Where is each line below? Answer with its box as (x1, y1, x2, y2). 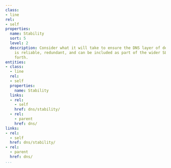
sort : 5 (10, 36, 26, 41)
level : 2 (10, 41, 28, 46)
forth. (14, 54, 28, 60)
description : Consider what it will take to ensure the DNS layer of (10, 45, 160, 50)
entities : (5, 60, 26, 65)
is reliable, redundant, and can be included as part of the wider (14, 50, 160, 55)
